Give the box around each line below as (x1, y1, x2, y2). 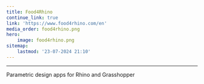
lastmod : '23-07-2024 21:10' (17, 49, 91, 55)
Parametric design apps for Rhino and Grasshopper (6, 71, 135, 78)
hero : (6, 32, 20, 38)
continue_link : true (6, 15, 59, 21)
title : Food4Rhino (6, 9, 53, 15)
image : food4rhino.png (17, 37, 75, 43)
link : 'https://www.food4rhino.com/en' (6, 20, 107, 26)
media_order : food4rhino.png (6, 26, 80, 32)
